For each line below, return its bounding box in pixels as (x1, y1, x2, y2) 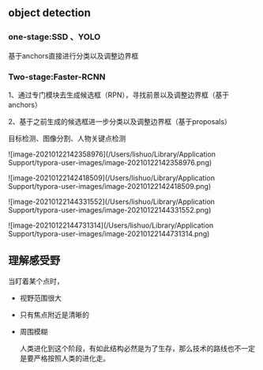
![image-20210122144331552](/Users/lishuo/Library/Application (8, 197, 216, 206)
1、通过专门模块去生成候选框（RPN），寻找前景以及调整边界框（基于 (8, 90, 230, 100)
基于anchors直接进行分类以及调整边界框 (8, 51, 139, 60)
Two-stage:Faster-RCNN (8, 71, 106, 82)
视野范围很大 (19, 293, 62, 303)
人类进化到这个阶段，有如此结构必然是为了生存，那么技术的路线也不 (19, 343, 242, 353)
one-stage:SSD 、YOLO (8, 32, 101, 43)
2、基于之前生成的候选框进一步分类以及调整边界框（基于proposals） (8, 116, 231, 126)
